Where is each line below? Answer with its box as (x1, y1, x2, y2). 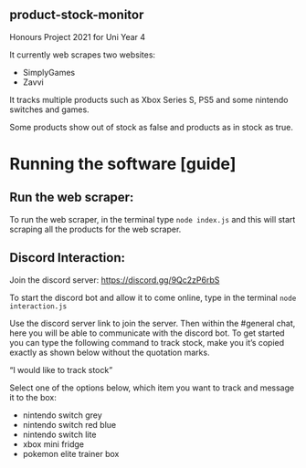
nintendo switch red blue (22, 419, 117, 430)
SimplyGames (22, 67, 76, 78)
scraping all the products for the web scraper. (9, 224, 182, 234)
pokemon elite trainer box (22, 448, 120, 459)
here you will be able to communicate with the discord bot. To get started (9, 328, 285, 338)
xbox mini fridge (22, 438, 85, 450)
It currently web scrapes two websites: (9, 49, 156, 60)
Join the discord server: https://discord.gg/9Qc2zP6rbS (9, 274, 220, 286)
